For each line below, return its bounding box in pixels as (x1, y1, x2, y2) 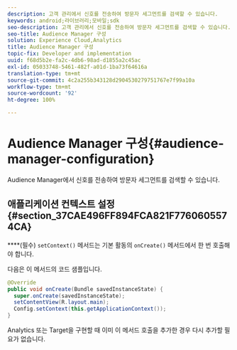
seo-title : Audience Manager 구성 (7, 30, 106, 38)
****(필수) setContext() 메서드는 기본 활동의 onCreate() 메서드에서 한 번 (7, 240, 211, 249)
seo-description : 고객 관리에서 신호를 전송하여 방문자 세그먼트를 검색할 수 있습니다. (7, 23, 231, 31)
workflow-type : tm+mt (7, 83, 72, 90)
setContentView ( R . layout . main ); (13, 299, 110, 306)
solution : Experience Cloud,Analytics (7, 37, 122, 44)
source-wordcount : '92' (7, 90, 78, 97)
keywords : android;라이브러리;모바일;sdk (7, 17, 120, 24)
